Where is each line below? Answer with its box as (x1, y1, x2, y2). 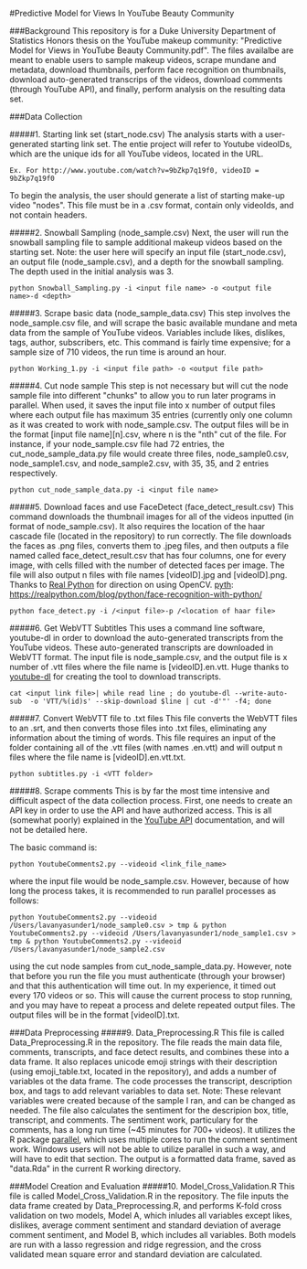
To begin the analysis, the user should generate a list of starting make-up (9, 190, 285, 200)
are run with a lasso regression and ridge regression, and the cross (9, 1239, 262, 1250)
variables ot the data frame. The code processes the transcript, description (9, 1076, 292, 1086)
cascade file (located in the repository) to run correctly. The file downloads (9, 530, 292, 541)
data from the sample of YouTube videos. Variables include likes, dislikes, (9, 327, 286, 337)
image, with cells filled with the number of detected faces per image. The (9, 560, 285, 571)
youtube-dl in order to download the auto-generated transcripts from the (9, 633, 283, 643)
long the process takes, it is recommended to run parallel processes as (9, 886, 277, 896)
